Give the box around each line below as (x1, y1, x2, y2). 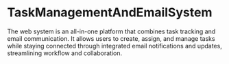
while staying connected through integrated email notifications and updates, (7, 42, 223, 50)
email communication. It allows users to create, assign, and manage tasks (7, 34, 215, 42)
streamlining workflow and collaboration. (7, 49, 122, 57)
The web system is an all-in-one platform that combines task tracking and (7, 27, 216, 35)
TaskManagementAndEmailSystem (7, 5, 213, 20)
